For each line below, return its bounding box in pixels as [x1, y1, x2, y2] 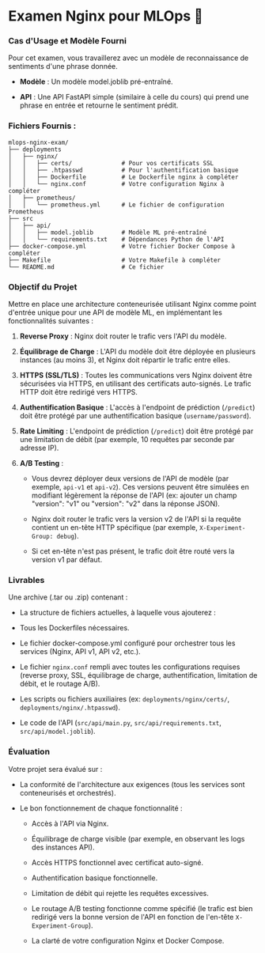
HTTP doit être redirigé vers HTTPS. [19, 388, 138, 397]
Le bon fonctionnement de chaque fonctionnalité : [19, 803, 184, 813]
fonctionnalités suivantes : [8, 316, 93, 326]
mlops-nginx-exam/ [8, 138, 69, 146]
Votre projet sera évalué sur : [8, 764, 103, 773]
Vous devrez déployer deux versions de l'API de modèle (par [31, 474, 229, 483]
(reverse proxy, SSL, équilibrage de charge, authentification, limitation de [19, 671, 258, 680]
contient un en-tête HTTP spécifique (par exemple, [31, 523, 198, 532]
